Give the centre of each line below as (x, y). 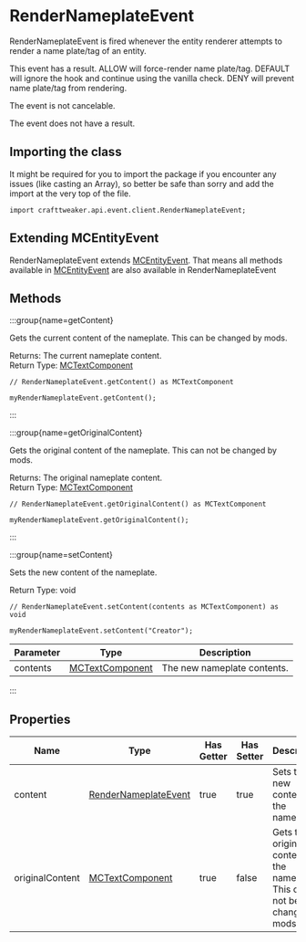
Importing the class (66, 152)
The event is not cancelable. (62, 105)
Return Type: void (43, 591)
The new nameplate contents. (225, 668)
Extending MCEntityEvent (84, 238)
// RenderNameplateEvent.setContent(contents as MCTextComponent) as (144, 607)
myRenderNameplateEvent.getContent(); (83, 398)
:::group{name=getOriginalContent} (76, 433)
